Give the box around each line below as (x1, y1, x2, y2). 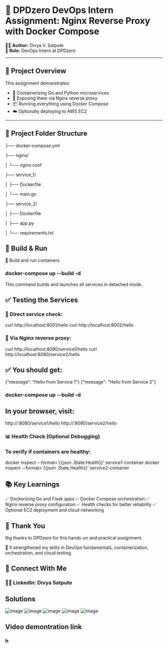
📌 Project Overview (5, 67, 66, 75)
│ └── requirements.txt (5, 229, 54, 235)
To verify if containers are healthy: (5, 448, 91, 455)
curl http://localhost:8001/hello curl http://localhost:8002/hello (5, 322, 134, 328)
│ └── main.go (5, 191, 36, 197)
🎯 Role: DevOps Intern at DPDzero (5, 47, 76, 53)
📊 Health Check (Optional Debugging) (5, 433, 100, 440)
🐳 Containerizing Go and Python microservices (12, 89, 109, 95)
